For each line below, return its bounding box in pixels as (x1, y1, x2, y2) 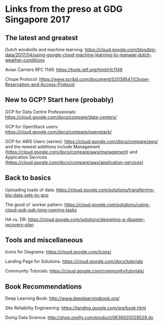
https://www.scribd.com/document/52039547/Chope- (39, 76, 150, 82)
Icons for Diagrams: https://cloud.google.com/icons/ (5, 249, 112, 255)
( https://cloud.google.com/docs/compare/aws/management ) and (5, 149, 138, 155)
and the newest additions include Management (5, 144, 100, 149)
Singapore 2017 (5, 14, 70, 25)
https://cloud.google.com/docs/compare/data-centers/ (5, 114, 117, 120)
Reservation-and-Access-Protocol (5, 81, 75, 87)
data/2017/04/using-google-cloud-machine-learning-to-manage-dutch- (5, 52, 152, 58)
